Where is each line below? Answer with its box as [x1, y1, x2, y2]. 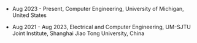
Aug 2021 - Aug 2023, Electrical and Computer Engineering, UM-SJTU [12, 24, 191, 30]
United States [12, 12, 47, 19]
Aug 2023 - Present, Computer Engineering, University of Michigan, [12, 5, 184, 12]
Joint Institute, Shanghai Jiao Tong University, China [12, 30, 145, 37]
